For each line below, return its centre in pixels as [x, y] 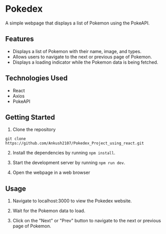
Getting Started [30, 117]
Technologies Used [36, 78]
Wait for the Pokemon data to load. [49, 211]
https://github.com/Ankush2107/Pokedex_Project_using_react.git [75, 143]
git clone [16, 139]
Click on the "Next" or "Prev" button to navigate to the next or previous [87, 221]
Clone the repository [34, 129]
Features [20, 39]
